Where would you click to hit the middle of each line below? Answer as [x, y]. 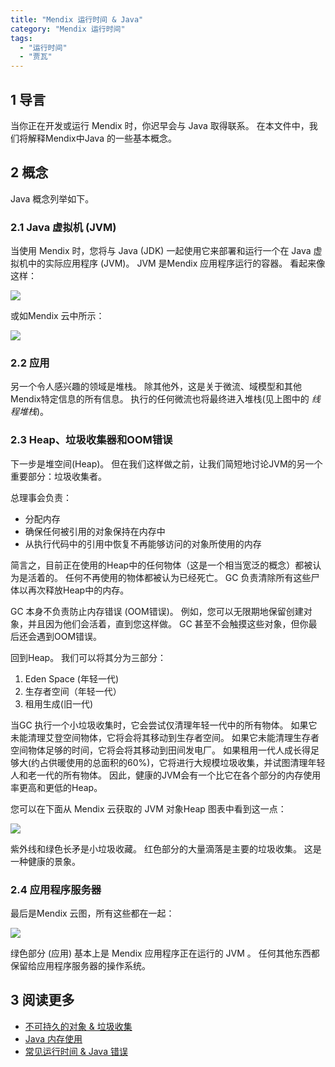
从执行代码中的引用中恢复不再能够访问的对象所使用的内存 [143, 543]
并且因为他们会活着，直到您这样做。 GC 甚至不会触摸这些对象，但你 [168, 623]
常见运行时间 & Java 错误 [76, 1051]
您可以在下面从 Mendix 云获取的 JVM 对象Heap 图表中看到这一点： [148, 808]
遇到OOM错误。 [69, 636]
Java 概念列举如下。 [52, 198]
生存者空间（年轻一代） [73, 691]
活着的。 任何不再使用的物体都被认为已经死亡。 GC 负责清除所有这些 [169, 577]
